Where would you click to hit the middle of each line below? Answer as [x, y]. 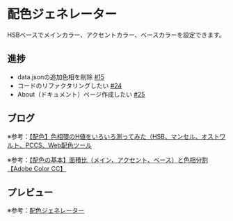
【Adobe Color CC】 [37, 168]
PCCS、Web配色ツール [58, 145]
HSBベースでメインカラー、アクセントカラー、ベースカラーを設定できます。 [116, 35]
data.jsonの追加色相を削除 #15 [61, 76]
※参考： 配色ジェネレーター [46, 211]
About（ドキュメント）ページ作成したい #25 [81, 94]
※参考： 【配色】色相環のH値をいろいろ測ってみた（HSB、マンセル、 [104, 136]
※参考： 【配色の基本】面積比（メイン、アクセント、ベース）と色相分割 [108, 160]
